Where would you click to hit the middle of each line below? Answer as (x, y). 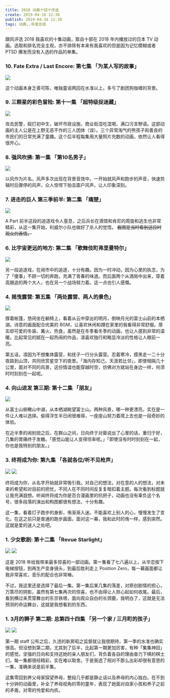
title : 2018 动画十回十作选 (32, 10)
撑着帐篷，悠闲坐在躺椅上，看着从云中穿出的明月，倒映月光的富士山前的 (80, 318)
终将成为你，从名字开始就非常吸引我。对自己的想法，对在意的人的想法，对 (83, 482)
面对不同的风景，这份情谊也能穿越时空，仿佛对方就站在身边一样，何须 (92, 367)
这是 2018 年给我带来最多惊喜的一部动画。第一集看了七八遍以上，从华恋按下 (85, 562)
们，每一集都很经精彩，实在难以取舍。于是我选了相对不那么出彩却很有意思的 (85, 660)
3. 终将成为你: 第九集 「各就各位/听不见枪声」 (61, 460)
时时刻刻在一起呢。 (25, 374)
